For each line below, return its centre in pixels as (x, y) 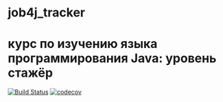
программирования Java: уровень (112, 59)
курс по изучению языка (83, 44)
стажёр (31, 73)
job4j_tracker (46, 13)
